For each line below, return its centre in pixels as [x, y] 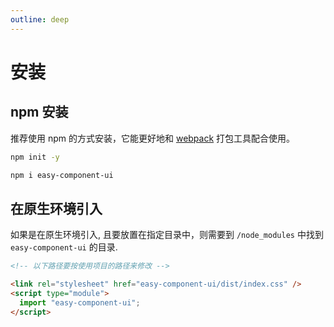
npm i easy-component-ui [62, 175]
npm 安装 [39, 112]
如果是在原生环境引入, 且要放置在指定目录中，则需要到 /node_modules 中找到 [167, 235]
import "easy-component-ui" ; [80, 302]
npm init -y [35, 157]
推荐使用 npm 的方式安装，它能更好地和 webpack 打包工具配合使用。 [153, 138]
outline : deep [40, 19]
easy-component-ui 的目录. [64, 247]
